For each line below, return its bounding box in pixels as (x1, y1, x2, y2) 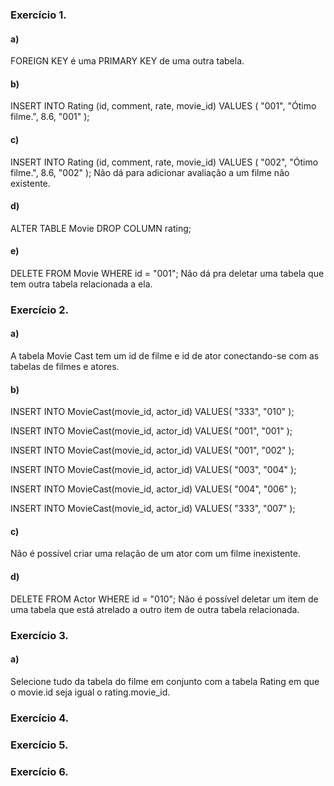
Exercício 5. (10, 738, 69, 752)
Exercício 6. (10, 764, 69, 778)
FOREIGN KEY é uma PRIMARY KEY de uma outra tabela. (10, 55, 245, 67)
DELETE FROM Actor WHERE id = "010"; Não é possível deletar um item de (10, 593, 319, 605)
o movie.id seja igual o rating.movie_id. (10, 686, 171, 698)
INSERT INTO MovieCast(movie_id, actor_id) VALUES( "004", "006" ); (10, 483, 297, 495)
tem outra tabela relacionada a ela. (10, 278, 153, 290)
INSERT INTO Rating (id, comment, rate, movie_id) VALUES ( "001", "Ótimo (10, 100, 317, 112)
